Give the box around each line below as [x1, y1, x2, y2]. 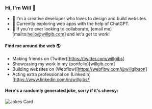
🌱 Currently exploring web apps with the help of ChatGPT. [12, 21, 130, 27]
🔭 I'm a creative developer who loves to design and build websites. [12, 16, 147, 22]
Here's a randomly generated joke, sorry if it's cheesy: [5, 88, 119, 94]
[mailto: [12, 31, 28, 37]
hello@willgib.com [27, 31, 65, 37]
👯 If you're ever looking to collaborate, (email [12, 26, 103, 32]
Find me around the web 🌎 [5, 43, 61, 49]
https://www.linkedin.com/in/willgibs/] [14, 76, 91, 82]
